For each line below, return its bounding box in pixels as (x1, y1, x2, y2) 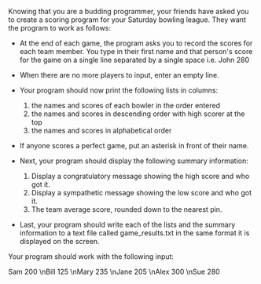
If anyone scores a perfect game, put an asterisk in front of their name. (19, 141, 249, 150)
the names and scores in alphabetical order (31, 126, 172, 135)
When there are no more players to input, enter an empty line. (19, 71, 219, 79)
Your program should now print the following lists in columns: (19, 86, 219, 95)
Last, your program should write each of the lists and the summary (19, 220, 236, 229)
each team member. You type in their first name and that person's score (19, 47, 253, 56)
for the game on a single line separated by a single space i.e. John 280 (19, 55, 250, 64)
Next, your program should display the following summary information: (19, 156, 249, 166)
